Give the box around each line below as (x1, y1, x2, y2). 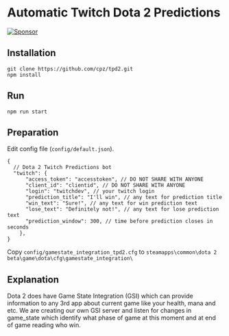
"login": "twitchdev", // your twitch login (25, 188, 155, 195)
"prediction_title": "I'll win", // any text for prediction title (25, 194, 223, 201)
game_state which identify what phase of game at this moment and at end (7, 313, 216, 322)
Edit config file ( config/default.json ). (7, 145, 114, 153)
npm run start (7, 108, 48, 115)
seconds (7, 224, 29, 231)
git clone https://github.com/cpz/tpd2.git (7, 65, 134, 73)
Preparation (7, 127, 59, 138)
